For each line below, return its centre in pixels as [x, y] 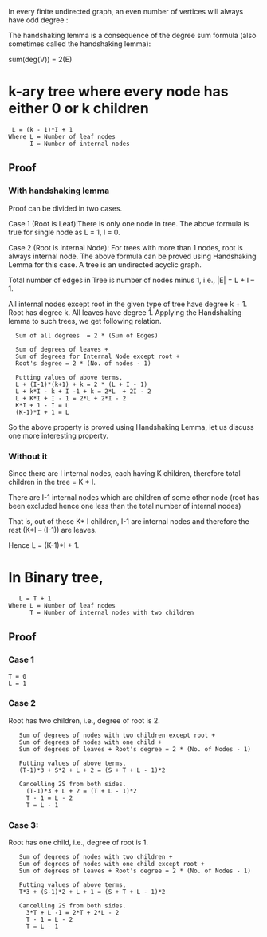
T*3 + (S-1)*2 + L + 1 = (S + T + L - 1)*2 [92, 892]
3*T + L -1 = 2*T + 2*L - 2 [73, 913]
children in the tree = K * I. [52, 482]
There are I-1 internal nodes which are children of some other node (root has [134, 497]
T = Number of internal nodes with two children [112, 612]
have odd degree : [38, 20]
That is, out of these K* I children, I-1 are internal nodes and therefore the [129, 521]
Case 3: [24, 825]
